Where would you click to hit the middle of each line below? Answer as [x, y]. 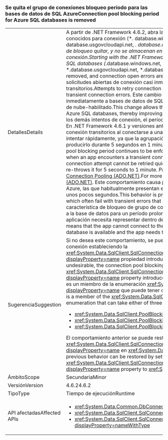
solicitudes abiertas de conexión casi [109, 82]
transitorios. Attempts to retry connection [113, 88]
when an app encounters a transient [108, 157]
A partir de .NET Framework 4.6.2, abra [112, 32]
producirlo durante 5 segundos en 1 [108, 145]
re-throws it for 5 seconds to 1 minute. [111, 170]
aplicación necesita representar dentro [111, 220]
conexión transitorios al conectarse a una [114, 132]
